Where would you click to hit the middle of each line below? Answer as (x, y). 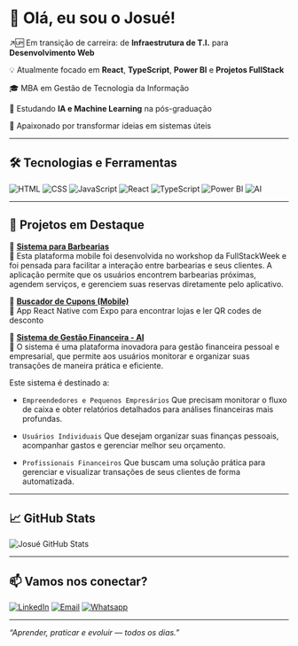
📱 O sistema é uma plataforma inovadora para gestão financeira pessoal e (145, 346)
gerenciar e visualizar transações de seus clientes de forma (131, 471)
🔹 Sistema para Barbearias (59, 246)
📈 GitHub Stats (52, 518)
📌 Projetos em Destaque (77, 225)
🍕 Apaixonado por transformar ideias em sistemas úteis (110, 125)
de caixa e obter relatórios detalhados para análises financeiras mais (148, 409)
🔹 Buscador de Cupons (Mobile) (69, 301)
